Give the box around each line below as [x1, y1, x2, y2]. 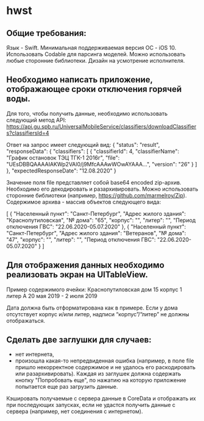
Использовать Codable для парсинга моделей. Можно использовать [6, 51, 186, 58]
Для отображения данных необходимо [6, 260, 164, 271]
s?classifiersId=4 [6, 129, 49, 136]
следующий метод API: [6, 116, 66, 124]
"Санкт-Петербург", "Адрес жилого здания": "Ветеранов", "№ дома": [6, 229, 186, 236]
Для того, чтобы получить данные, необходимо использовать [6, 110, 168, 117]
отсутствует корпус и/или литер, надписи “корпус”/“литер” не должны [6, 310, 190, 317]
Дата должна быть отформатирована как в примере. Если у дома [6, 304, 178, 311]
